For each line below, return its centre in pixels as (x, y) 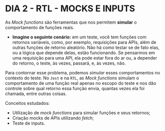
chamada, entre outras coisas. (36, 94)
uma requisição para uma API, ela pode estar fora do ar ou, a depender (84, 58)
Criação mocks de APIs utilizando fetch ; (53, 118)
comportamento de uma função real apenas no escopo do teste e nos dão (81, 83)
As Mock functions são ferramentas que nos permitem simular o (71, 22)
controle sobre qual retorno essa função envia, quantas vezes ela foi (75, 88)
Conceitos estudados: (27, 103)
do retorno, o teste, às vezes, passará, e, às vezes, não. (69, 63)
